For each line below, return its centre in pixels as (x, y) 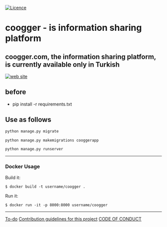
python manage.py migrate (32, 131)
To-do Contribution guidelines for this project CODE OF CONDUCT (73, 219)
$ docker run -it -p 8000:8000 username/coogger (56, 205)
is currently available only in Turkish (63, 64)
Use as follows (28, 120)
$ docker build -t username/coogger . (45, 187)
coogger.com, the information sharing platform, (81, 57)
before (16, 92)
